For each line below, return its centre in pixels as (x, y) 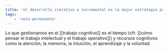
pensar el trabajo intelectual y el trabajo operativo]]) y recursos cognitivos (81, 38)
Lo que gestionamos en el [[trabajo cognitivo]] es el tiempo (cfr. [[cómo (79, 33)
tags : (11, 14)
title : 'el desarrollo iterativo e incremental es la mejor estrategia (81, 10)
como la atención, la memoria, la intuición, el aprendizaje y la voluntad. (78, 44)
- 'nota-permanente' (35, 19)
